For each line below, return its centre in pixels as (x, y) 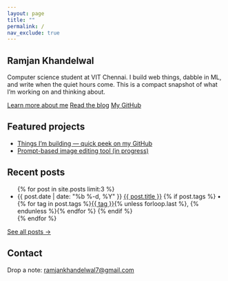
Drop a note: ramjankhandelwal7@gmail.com (71, 270)
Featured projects (46, 127)
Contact (25, 253)
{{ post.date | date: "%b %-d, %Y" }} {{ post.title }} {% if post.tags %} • (119, 196)
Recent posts (36, 173)
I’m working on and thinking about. (56, 92)
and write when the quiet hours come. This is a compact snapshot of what (113, 85)
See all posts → (29, 231)
